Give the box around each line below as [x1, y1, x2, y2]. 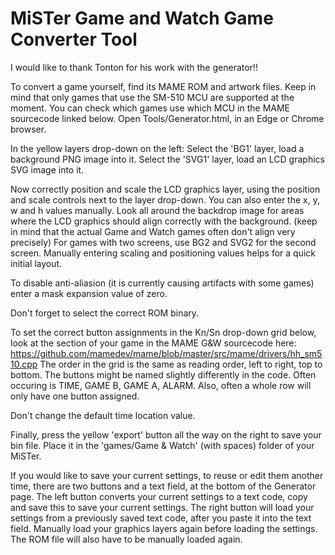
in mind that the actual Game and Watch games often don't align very [10, 225, 296, 237]
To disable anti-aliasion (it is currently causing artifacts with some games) [10, 277, 315, 289]
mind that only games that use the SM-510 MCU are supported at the [10, 91, 295, 103]
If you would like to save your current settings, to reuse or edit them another [10, 469, 324, 481]
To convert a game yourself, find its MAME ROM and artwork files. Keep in [10, 80, 317, 92]
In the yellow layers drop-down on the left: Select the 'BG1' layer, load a [10, 142, 305, 154]
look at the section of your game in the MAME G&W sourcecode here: [10, 337, 297, 349]
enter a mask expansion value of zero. [10, 287, 168, 299]
